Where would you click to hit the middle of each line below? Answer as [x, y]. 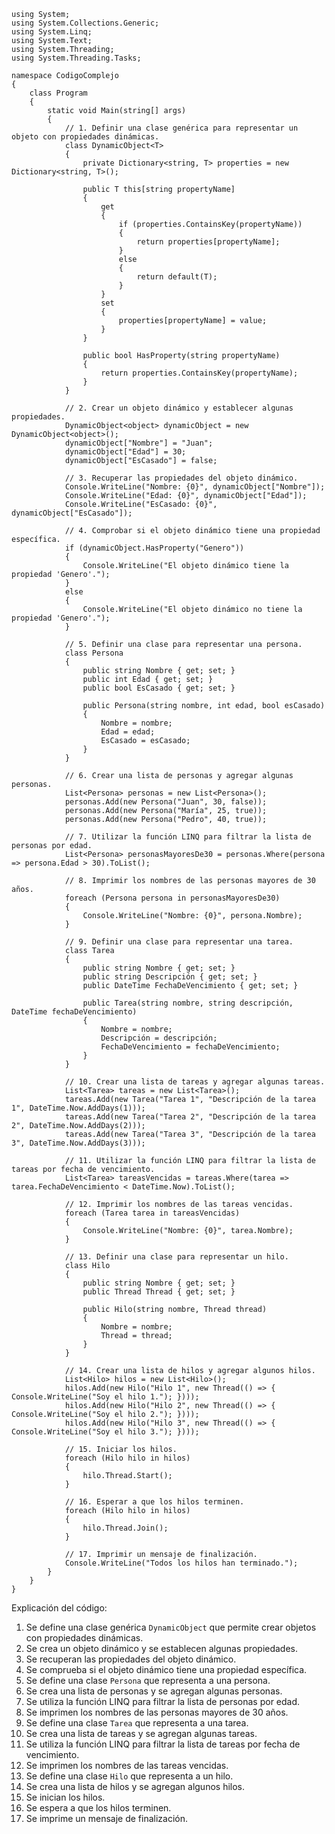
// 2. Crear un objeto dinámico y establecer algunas [179, 408]
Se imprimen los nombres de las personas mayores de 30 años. [157, 1712]
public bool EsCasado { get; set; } [159, 688]
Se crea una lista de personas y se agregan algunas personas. [154, 1691]
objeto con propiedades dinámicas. [85, 137]
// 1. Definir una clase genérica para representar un [181, 128]
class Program [58, 93]
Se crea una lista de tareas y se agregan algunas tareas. [141, 1733]
